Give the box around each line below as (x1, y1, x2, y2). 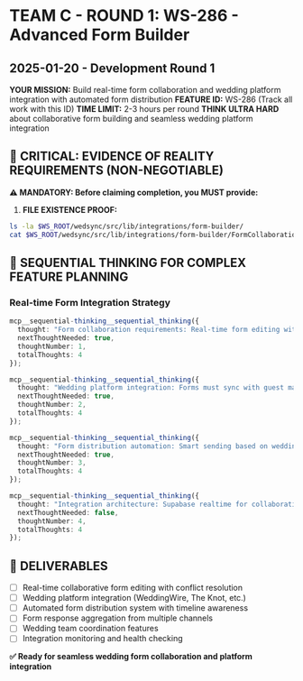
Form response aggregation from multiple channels (22, 612, 214, 623)
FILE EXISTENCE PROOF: (22, 204, 117, 215)
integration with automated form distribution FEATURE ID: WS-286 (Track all (9, 94, 293, 105)
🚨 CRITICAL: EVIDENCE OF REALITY (9, 149, 215, 164)
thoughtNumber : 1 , (17, 342, 87, 351)
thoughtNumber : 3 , (17, 458, 87, 467)
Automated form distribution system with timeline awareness (22, 603, 249, 613)
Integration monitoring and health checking (22, 633, 183, 644)
